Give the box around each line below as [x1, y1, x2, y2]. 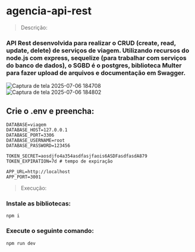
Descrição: [20, 24, 48, 31]
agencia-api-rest [6, 4, 92, 18]
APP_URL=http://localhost [6, 169, 70, 175]
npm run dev [6, 240, 36, 246]
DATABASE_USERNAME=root [6, 137, 65, 144]
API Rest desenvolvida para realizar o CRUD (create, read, [6, 39, 177, 47]
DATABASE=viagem [6, 122, 46, 128]
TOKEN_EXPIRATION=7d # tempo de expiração [6, 158, 113, 165]
